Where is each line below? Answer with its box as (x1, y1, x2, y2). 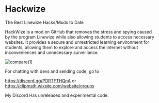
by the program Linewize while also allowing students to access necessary (5, 34, 155, 40)
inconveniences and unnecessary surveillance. (5, 50, 99, 55)
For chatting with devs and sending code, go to (5, 68, 99, 74)
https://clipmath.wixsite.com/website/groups (5, 83, 95, 88)
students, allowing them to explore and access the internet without (5, 44, 138, 50)
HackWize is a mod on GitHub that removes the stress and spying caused (5, 29, 152, 34)
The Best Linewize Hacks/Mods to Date (5, 19, 84, 25)
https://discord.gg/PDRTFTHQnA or (5, 78, 77, 84)
